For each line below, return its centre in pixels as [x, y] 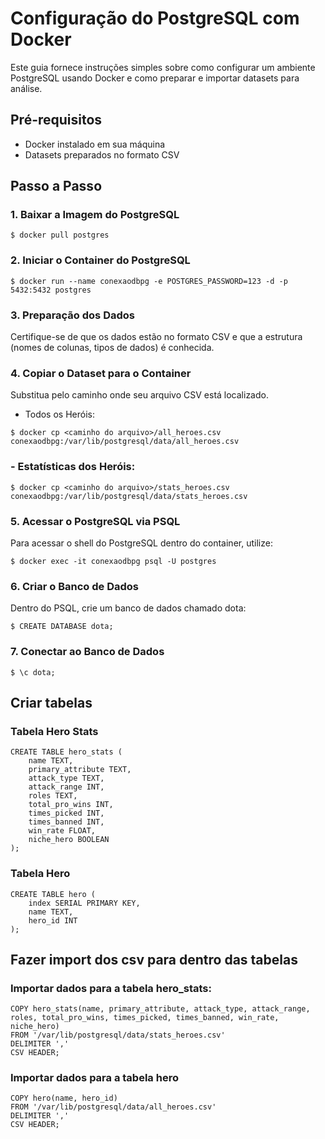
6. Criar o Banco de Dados [74, 586]
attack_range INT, [66, 787]
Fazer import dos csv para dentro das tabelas [154, 959]
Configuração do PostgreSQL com [155, 18]
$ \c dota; [33, 672]
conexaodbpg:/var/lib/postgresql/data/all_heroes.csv [125, 442]
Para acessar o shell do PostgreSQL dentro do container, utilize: [141, 543]
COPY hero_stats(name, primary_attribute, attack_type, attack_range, [160, 1009]
